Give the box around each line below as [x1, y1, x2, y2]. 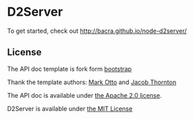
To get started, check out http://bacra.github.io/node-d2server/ [7, 27, 187, 35]
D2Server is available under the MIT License [7, 104, 133, 113]
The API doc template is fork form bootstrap [7, 64, 132, 72]
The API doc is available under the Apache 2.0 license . [7, 91, 162, 99]
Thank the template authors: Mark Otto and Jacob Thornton [7, 78, 177, 86]
